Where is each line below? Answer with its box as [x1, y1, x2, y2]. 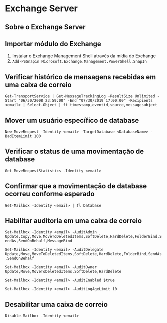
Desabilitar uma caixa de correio [5, 300, 108, 309]
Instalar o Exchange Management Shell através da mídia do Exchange [12, 53, 156, 59]
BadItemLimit [5, 134, 32, 139]
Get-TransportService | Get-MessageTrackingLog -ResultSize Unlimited [5, 94, 155, 99]
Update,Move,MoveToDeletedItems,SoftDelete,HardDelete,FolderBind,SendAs [5, 252, 162, 257]
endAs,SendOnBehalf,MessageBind [5, 238, 72, 244]
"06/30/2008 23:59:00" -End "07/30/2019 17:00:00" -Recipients [18, 98, 153, 103]
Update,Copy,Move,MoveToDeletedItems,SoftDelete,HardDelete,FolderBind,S [5, 234, 162, 239]
